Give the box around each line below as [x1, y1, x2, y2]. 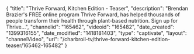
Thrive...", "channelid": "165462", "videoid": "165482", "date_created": [6, 23, 175, 30]
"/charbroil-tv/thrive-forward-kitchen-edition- [60, 36, 171, 42]
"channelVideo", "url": [6, 36, 60, 42]
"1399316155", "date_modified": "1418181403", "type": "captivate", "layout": [6, 30, 187, 37]
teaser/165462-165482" [6, 42, 64, 49]
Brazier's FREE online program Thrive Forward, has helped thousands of [6, 11, 180, 18]
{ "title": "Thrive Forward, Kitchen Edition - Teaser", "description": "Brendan [6, 5, 189, 12]
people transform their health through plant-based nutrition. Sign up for [6, 17, 178, 24]
